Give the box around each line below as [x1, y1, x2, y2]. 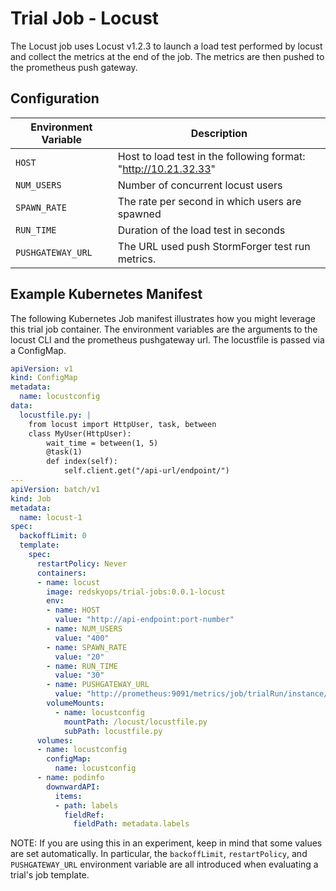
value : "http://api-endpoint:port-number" [54, 615, 235, 625]
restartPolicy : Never [36, 558, 128, 569]
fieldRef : [63, 810, 105, 820]
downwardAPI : [46, 782, 101, 792]
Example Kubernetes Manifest [10, 286, 203, 303]
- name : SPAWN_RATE [46, 642, 128, 652]
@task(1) [46, 447, 83, 457]
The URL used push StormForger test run [117, 239, 311, 253]
